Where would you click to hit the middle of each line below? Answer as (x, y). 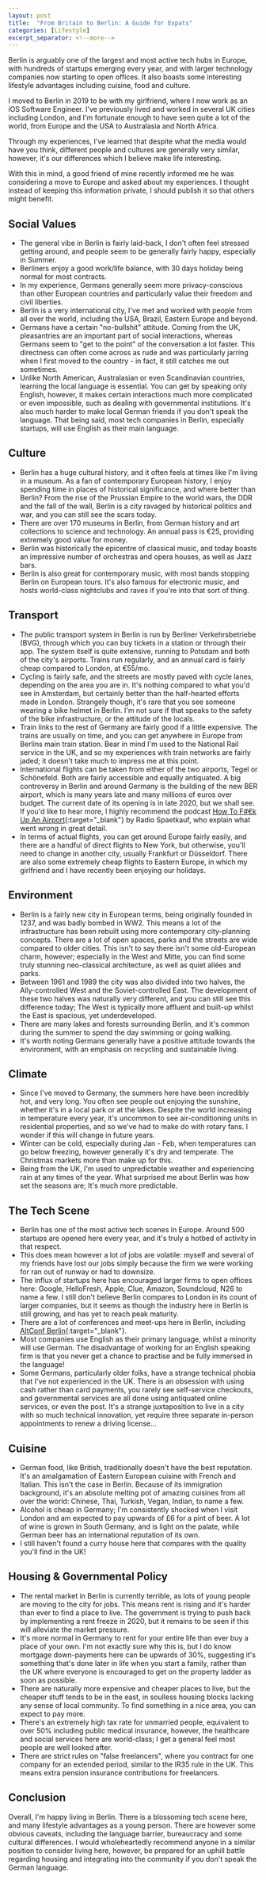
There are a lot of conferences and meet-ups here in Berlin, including (132, 1323)
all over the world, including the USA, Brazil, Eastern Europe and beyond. (139, 319)
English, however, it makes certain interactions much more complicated (136, 395)
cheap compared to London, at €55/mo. (85, 668)
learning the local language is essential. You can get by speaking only (133, 386)
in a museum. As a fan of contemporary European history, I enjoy (125, 481)
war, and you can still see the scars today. (88, 514)
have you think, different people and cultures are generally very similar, (124, 150)
